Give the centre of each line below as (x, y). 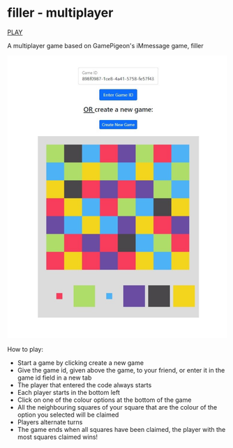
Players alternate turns (50, 422)
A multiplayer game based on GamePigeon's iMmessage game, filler (105, 45)
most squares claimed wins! (58, 437)
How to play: (25, 349)
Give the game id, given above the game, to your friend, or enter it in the (121, 370)
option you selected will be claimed (68, 415)
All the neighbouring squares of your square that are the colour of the (117, 407)
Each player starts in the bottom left (69, 392)
